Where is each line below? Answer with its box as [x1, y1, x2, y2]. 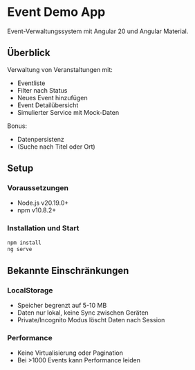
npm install [7, 239, 41, 246]
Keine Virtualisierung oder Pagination [17, 349, 123, 357]
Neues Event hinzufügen [17, 93, 88, 102]
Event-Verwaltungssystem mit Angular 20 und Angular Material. [7, 27, 189, 35]
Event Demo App [7, 4, 106, 20]
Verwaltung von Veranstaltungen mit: [7, 65, 113, 73]
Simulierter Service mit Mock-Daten [17, 108, 120, 116]
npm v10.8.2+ [17, 206, 57, 214]
